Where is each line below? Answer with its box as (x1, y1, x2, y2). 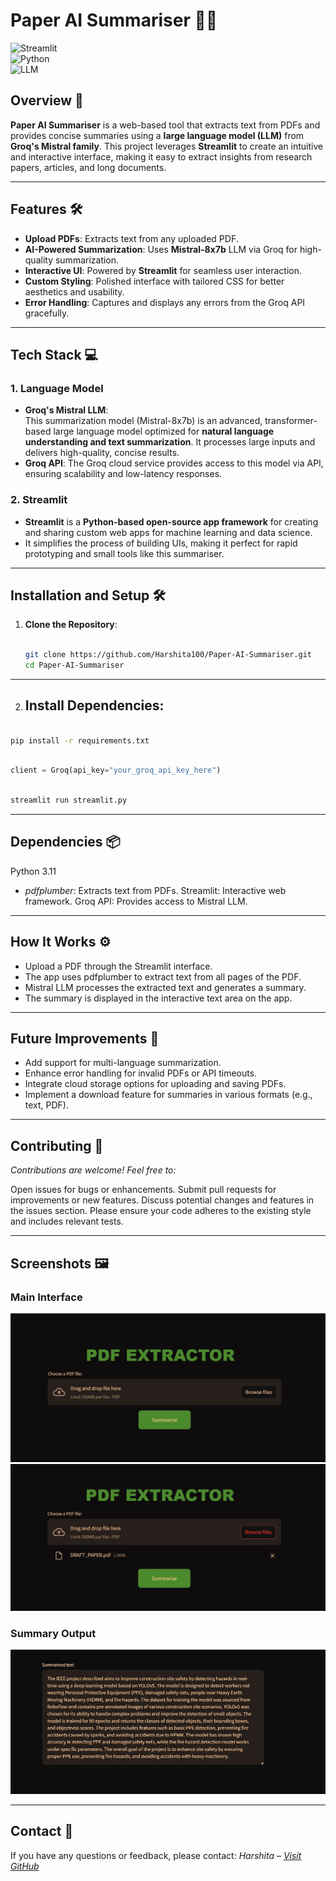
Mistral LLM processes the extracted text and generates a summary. (24, 981, 307, 993)
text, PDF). (24, 1099, 70, 1111)
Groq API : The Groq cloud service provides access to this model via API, (24, 457, 324, 469)
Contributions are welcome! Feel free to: (10, 1164, 177, 1176)
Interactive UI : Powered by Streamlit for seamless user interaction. (24, 264, 302, 276)
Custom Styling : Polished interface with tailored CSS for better (24, 275, 285, 287)
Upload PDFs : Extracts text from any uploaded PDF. (24, 232, 239, 244)
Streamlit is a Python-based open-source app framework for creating (24, 515, 319, 528)
